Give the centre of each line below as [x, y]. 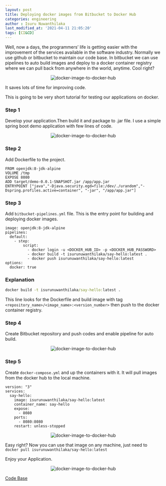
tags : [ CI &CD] [20, 33]
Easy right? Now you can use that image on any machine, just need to [76, 445]
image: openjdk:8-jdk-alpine [35, 228]
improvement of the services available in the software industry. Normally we [83, 52]
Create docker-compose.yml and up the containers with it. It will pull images [81, 372]
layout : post [19, 10]
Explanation [20, 280]
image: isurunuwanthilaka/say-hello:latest [60, 400]
